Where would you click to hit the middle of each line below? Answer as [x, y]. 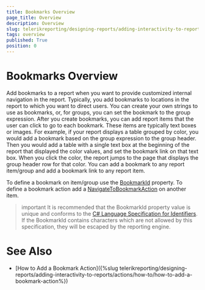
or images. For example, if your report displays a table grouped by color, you [103, 132]
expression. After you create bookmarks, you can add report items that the [100, 119]
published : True [27, 40]
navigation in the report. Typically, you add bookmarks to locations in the [98, 99]
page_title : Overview [34, 18]
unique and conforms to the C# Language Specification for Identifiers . [110, 213]
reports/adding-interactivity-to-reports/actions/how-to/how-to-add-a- [104, 274]
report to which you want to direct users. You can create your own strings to [102, 106]
